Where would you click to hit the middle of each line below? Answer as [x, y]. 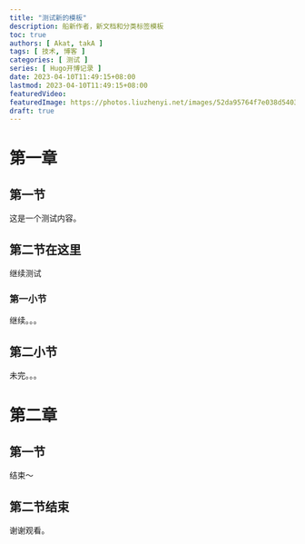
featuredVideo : [38, 94]
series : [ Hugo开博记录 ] [56, 69]
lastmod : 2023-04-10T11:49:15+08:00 [79, 85]
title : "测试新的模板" [48, 18]
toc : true [28, 35]
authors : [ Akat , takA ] [56, 43]
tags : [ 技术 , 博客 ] [48, 52]
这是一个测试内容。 [45, 218]
